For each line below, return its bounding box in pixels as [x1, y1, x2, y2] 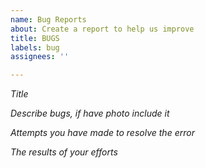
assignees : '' [10, 52, 70, 62]
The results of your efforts [10, 146, 118, 158]
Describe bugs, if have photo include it [10, 107, 170, 120]
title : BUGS [10, 33, 60, 43]
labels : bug [10, 42, 60, 53]
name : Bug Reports [10, 14, 87, 25]
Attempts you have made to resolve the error [10, 127, 195, 139]
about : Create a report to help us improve [10, 24, 195, 34]
